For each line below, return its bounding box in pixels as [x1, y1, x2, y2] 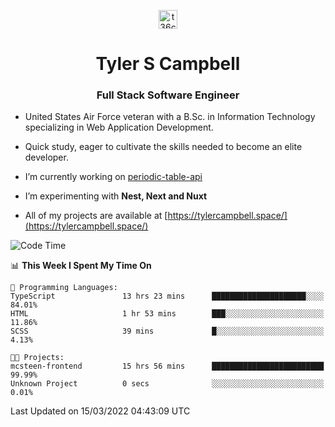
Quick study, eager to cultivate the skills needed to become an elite [24, 141, 303, 153]
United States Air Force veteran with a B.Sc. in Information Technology [24, 111, 316, 123]
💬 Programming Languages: [10, 283, 118, 293]
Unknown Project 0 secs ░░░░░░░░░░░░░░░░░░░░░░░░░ [10, 379, 325, 389]
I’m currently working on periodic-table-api [24, 171, 203, 183]
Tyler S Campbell [95, 53, 241, 75]
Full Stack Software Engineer [96, 88, 240, 102]
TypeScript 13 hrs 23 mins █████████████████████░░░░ [10, 291, 325, 302]
